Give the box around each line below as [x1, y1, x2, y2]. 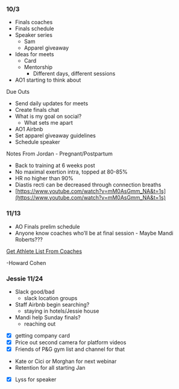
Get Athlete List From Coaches [6, 247, 83, 255]
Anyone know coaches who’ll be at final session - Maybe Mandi [14, 229, 174, 237]
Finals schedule [14, 25, 54, 32]
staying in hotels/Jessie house [24, 307, 99, 315]
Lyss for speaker [14, 376, 57, 383]
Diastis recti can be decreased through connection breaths [14, 181, 162, 189]
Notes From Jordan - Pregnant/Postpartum [6, 150, 113, 157]
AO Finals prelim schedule [14, 223, 80, 230]
